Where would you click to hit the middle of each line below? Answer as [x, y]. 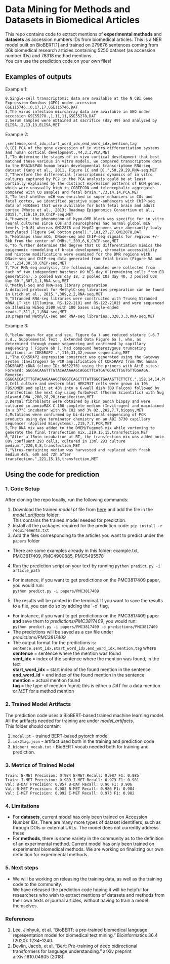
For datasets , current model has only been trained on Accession [80, 817]
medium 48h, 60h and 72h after [38, 454]
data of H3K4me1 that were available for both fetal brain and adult [80, 205]
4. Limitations [22, 806]
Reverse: [14, 375]
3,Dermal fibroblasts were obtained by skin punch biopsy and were [78, 401]
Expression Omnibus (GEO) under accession [51, 103]
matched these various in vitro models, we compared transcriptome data [83, 161]
